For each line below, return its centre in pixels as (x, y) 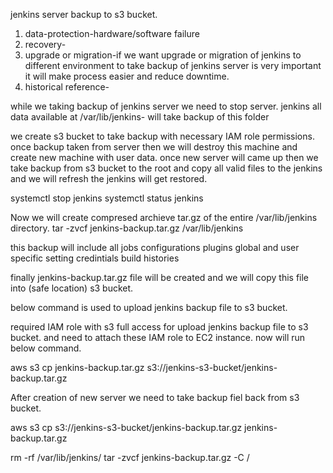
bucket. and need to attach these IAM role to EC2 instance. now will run (158, 337)
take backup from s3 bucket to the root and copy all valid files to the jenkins (166, 168)
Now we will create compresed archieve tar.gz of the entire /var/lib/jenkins (164, 217)
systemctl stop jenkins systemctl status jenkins (107, 198)
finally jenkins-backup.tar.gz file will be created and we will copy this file (160, 277)
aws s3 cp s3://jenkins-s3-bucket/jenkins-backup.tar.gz (126, 427)
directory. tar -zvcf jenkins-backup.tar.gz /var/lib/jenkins (127, 228)
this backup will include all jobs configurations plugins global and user (155, 247)
